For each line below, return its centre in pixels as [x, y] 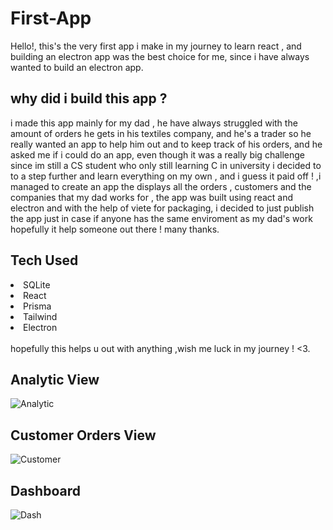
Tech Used [44, 260]
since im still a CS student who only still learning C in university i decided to [166, 165]
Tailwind [40, 316]
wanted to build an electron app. [77, 67]
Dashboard [45, 490]
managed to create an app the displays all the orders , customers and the [161, 186]
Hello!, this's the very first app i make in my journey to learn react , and [156, 46]
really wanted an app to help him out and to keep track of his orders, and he [166, 144]
